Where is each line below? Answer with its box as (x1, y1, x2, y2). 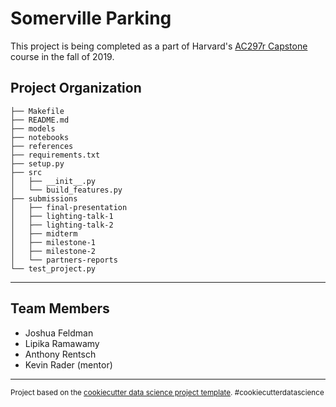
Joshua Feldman (24, 327, 94, 339)
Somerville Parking (10, 7, 172, 30)
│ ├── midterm (10, 228, 78, 239)
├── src (10, 167, 43, 177)
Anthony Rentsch (24, 348, 97, 360)
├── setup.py (10, 158, 65, 169)
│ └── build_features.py (10, 185, 123, 195)
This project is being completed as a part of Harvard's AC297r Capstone (10, 40, 308, 52)
